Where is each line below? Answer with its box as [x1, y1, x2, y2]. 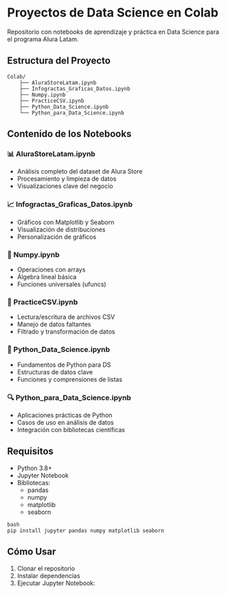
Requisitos [7, 446, 54, 458]
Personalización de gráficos [16, 232, 97, 240]
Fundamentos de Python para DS [16, 360, 111, 369]
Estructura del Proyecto [7, 55, 111, 67]
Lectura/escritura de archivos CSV [16, 313, 115, 321]
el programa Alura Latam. [7, 34, 79, 43]
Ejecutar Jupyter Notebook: [16, 579, 95, 587]
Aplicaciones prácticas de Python [16, 411, 113, 419]
